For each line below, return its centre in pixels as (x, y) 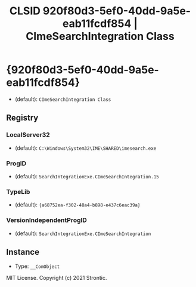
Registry (22, 118)
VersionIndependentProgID (47, 220)
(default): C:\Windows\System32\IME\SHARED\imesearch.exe (85, 148)
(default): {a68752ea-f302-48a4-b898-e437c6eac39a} (77, 205)
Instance (23, 252)
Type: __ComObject (37, 266)
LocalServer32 (28, 135)
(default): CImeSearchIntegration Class (63, 99)
